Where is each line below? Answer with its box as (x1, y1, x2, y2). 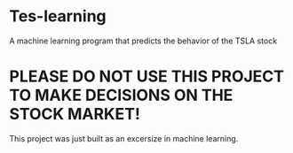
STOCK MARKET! (9, 104, 140, 125)
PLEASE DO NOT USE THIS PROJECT (9, 66, 284, 87)
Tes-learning (9, 6, 107, 27)
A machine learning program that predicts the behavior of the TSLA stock (9, 35, 278, 46)
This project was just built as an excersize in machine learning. (9, 133, 239, 143)
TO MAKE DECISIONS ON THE (9, 86, 234, 105)
